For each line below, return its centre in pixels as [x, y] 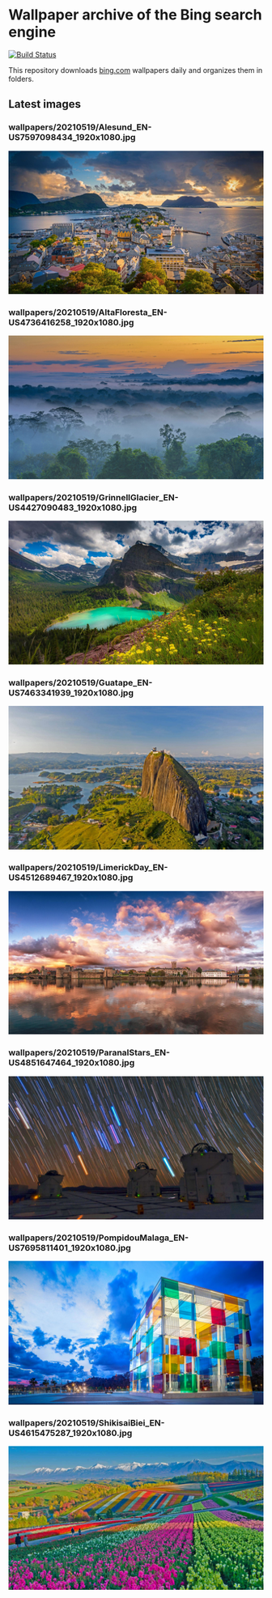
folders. [21, 79]
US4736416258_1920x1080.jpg [71, 323]
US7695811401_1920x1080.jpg [70, 1248]
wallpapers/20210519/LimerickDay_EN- [88, 868]
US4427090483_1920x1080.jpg [73, 508]
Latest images [45, 104]
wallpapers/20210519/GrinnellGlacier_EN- [93, 497]
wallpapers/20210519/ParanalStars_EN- [89, 1052]
